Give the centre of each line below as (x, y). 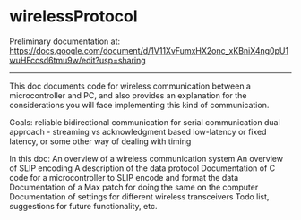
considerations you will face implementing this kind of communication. (139, 105)
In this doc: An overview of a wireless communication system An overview (146, 158)
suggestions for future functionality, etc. (83, 206)
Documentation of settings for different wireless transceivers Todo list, (139, 196)
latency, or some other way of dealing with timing (100, 141)
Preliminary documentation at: (65, 41)
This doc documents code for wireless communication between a (130, 86)
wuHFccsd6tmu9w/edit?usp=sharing (77, 60)
